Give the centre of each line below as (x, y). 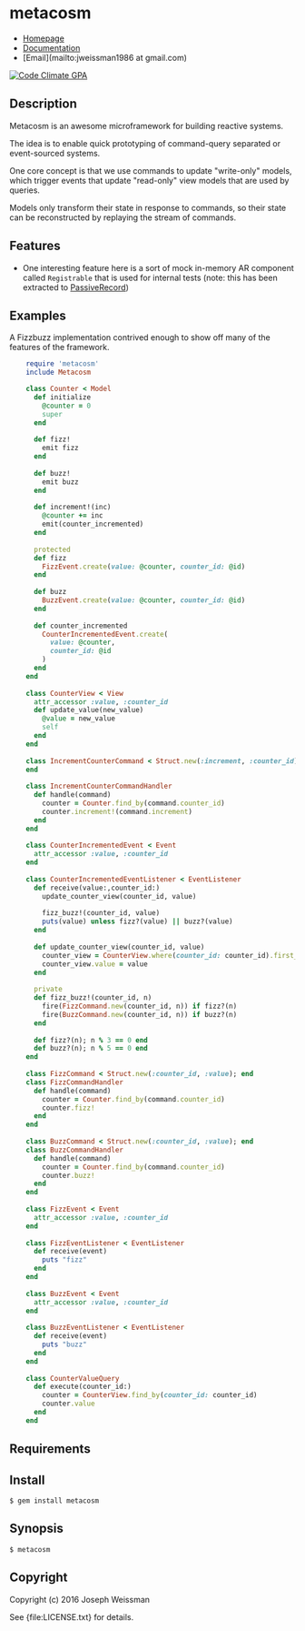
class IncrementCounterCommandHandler (99, 786)
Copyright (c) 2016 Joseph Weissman (80, 1599)
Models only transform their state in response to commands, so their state (148, 207)
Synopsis (36, 1529)
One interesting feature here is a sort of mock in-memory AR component (158, 267)
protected (52, 549)
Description (43, 104)
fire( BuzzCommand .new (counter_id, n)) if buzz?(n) (140, 1014)
